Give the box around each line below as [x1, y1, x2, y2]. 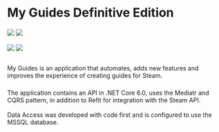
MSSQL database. [7, 118, 59, 126]
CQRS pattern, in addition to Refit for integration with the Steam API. [7, 96, 201, 104]
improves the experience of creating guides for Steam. [7, 71, 163, 80]
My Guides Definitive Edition [7, 5, 174, 21]
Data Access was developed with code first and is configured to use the [7, 111, 213, 119]
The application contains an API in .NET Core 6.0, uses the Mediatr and [7, 88, 209, 97]
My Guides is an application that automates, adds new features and [7, 64, 199, 73]
